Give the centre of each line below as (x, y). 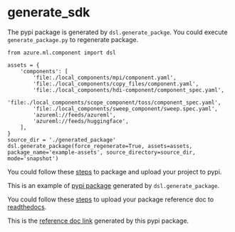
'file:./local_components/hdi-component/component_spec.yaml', (129, 90)
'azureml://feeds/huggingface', (81, 121)
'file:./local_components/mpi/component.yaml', (105, 78)
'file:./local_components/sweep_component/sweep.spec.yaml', (126, 109)
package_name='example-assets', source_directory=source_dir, (101, 152)
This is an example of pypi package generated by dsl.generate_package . (113, 185)
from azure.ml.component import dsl (62, 53)
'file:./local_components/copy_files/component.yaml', (116, 84)
